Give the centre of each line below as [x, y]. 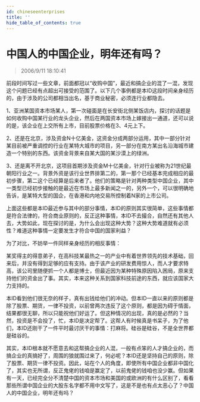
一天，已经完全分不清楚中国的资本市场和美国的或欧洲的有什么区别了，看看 [102, 378]
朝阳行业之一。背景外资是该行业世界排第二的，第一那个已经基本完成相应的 [97, 173]
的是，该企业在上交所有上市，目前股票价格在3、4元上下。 [77, 126]
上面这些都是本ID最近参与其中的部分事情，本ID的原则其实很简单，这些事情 [97, 208]
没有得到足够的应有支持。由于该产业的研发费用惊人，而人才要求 [105, 263]
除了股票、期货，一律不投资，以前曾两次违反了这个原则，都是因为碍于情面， [100, 306]
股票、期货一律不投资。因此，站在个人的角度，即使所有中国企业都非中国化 [102, 363]
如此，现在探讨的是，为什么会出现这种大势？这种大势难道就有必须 [107, 223]
